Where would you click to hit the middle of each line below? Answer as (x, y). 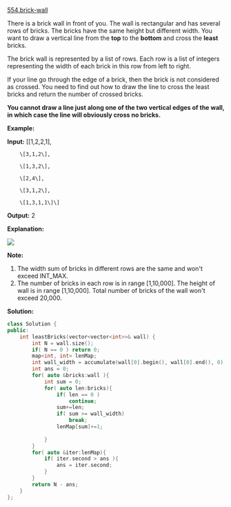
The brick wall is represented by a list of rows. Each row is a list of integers (113, 59)
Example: (21, 128)
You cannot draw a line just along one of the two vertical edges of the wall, (116, 107)
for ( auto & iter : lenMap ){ (69, 452)
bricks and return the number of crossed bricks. (75, 94)
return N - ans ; (55, 484)
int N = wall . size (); (63, 343)
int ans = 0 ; (51, 369)
